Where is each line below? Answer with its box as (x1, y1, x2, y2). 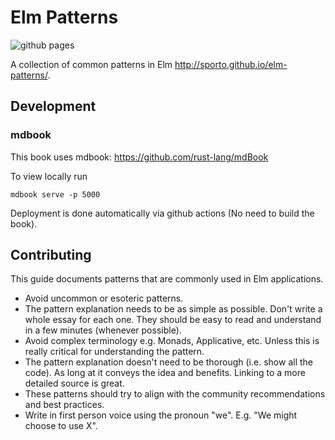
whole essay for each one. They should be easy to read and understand (24, 314, 322, 326)
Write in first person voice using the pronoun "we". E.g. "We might (24, 409, 298, 421)
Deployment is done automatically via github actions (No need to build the (10, 207, 315, 219)
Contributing (10, 247, 92, 264)
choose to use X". (24, 420, 98, 432)
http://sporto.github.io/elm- (174, 58, 288, 70)
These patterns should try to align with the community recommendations (24, 388, 326, 400)
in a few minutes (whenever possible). (24, 324, 182, 336)
